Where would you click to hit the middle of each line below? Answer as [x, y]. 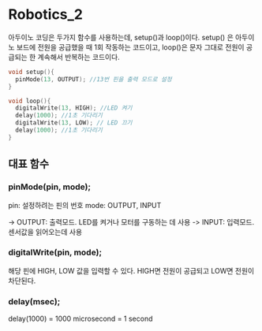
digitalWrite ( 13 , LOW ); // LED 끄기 [74, 123]
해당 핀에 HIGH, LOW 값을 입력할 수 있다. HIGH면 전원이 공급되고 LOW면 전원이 [131, 270]
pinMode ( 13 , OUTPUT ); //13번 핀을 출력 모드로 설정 [94, 79]
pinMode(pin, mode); [50, 187]
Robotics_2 [46, 15]
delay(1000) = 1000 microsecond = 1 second [80, 319]
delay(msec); [34, 301]
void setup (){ [32, 72]
